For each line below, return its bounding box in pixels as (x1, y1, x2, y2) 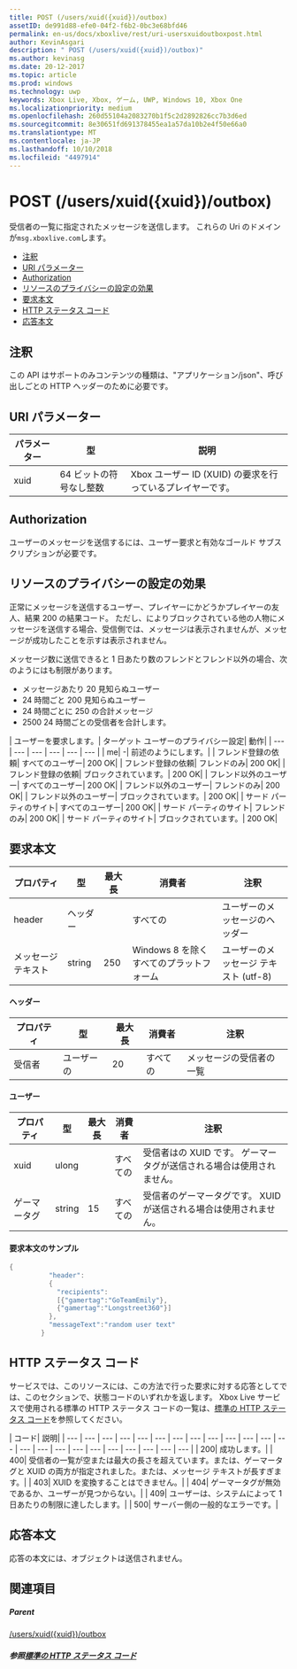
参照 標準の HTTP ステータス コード (9, 1650, 137, 1661)
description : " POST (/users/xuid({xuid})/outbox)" (9, 46, 203, 55)
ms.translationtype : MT (9, 128, 97, 137)
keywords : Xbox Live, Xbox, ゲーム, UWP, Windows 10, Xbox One (9, 95, 243, 105)
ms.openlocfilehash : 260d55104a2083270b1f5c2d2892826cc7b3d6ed (9, 112, 247, 120)
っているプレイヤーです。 (130, 482, 235, 494)
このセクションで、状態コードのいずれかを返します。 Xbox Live (24, 1392, 255, 1402)
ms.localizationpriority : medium (9, 104, 133, 113)
